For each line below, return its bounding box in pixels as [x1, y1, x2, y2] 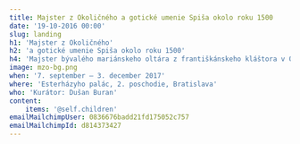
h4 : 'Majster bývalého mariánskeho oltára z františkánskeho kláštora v [9, 55, 286, 64]
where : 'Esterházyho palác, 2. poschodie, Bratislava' [9, 80, 218, 89]
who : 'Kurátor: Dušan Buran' [9, 88, 118, 97]
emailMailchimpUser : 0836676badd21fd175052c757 [9, 113, 190, 122]
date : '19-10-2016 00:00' [9, 21, 105, 30]
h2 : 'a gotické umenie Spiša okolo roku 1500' [9, 47, 186, 55]
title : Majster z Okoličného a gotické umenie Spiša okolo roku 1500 [9, 13, 274, 22]
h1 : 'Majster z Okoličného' [9, 38, 114, 47]
